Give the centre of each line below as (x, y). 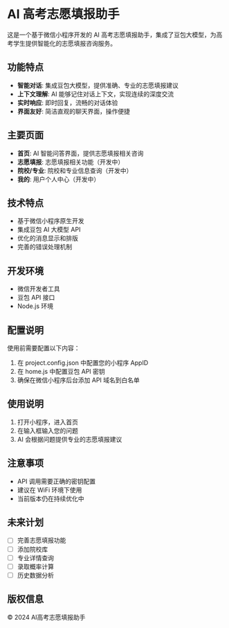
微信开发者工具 (38, 289)
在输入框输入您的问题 (47, 431)
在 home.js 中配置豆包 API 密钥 (61, 371)
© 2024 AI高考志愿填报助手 (46, 617)
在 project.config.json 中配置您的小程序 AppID (83, 363)
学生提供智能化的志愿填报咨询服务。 (64, 43)
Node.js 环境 (35, 306)
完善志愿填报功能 (42, 540)
